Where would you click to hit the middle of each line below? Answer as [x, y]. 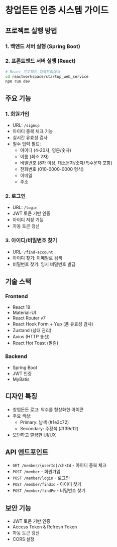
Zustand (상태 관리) [32, 330]
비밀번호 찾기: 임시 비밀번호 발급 [44, 264]
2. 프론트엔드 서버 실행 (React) [41, 61]
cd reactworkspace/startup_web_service [47, 76]
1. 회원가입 [17, 114]
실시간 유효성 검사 [30, 138]
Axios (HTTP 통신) [31, 337]
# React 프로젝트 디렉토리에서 [33, 72]
